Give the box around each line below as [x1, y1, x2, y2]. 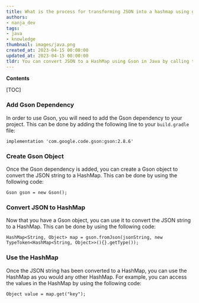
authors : [6, 14, 28, 20]
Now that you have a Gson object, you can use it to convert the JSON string [6, 217, 191, 224]
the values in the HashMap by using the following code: [6, 279, 142, 286]
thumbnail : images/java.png [6, 42, 76, 48]
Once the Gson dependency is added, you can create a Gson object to [6, 165, 178, 173]
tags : [6, 25, 20, 31]
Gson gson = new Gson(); [6, 190, 68, 196]
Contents [6, 75, 30, 82]
